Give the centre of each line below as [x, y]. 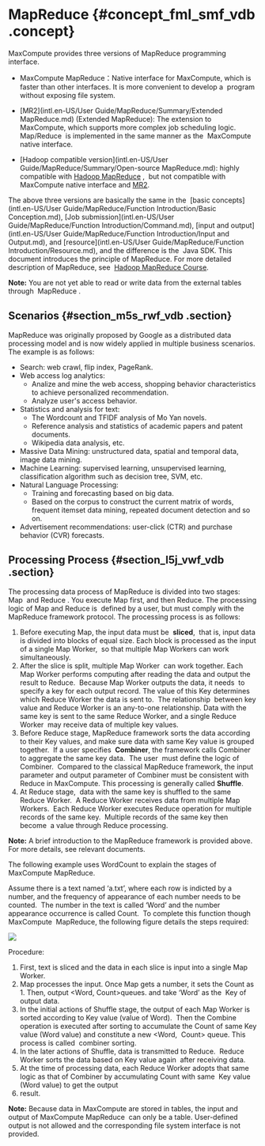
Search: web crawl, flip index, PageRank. [86, 367]
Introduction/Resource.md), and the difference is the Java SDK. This [120, 250]
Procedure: [26, 951]
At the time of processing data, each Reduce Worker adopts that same [134, 1068]
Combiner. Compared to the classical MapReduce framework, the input [136, 766]
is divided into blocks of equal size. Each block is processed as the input [138, 640]
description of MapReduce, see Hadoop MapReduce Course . [109, 267]
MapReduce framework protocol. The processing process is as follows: [125, 616]
